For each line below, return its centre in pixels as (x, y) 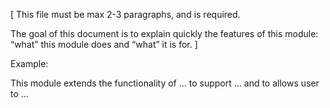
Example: (29, 63)
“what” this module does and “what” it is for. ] (104, 44)
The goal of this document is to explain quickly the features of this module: (164, 33)
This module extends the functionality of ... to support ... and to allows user (165, 83)
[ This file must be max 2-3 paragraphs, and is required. (125, 14)
